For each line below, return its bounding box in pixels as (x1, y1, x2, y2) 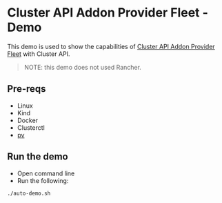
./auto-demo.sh (7, 190, 51, 197)
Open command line (17, 169, 75, 177)
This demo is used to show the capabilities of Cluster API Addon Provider (7, 42, 215, 50)
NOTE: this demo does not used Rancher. (23, 63, 141, 71)
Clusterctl (17, 123, 45, 132)
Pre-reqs (7, 83, 46, 95)
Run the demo (7, 151, 69, 163)
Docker (17, 116, 39, 124)
